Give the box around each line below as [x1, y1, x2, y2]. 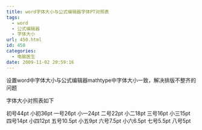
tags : [6, 14, 20, 20]
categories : [6, 48, 36, 54]
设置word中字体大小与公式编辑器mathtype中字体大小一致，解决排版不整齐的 [6, 76, 197, 84]
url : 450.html [6, 37, 42, 43]
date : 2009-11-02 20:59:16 [6, 59, 74, 65]
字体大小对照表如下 [6, 97, 54, 104]
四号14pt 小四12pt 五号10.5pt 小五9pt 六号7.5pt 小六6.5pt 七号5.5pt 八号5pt [6, 117, 191, 124]
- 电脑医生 [11, 54, 36, 60]
